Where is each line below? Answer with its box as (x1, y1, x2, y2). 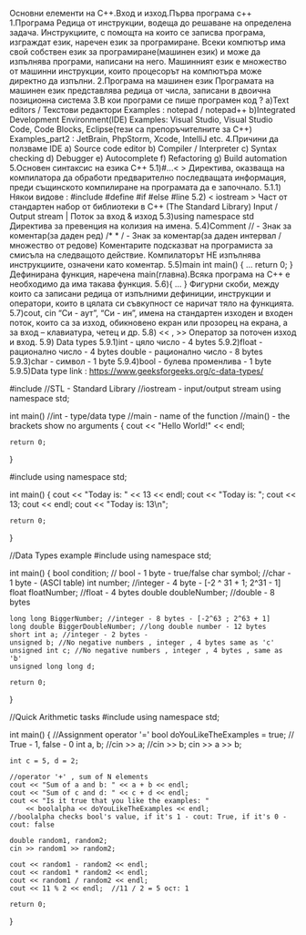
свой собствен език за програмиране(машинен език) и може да (9, 46, 261, 57)
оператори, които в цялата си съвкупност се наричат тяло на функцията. (9, 298, 294, 309)
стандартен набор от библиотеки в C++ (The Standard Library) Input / (9, 201, 278, 212)
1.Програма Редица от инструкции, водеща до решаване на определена (9, 17, 291, 28)
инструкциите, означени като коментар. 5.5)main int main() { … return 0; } (9, 259, 293, 269)
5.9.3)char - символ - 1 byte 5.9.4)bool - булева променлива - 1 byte (9, 356, 271, 367)
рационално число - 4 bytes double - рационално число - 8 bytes (9, 346, 263, 357)
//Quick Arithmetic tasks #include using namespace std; (9, 712, 220, 722)
